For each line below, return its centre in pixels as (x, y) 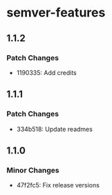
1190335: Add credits (47, 72)
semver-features (56, 13)
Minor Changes (33, 170)
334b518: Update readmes (54, 129)
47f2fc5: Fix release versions (58, 185)
